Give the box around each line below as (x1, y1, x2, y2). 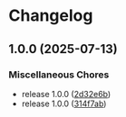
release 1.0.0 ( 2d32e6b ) (21, 88, 111, 99)
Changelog (8, 5, 93, 26)
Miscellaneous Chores (8, 68, 110, 81)
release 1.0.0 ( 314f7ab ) (21, 98, 107, 109)
